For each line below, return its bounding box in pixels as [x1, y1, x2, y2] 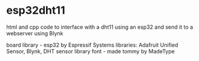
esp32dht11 [6, 4, 65, 17]
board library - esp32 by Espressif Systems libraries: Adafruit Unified [6, 41, 178, 48]
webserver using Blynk [6, 29, 64, 36]
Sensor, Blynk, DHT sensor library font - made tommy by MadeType [6, 47, 175, 54]
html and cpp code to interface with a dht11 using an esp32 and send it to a [6, 23, 194, 30]
